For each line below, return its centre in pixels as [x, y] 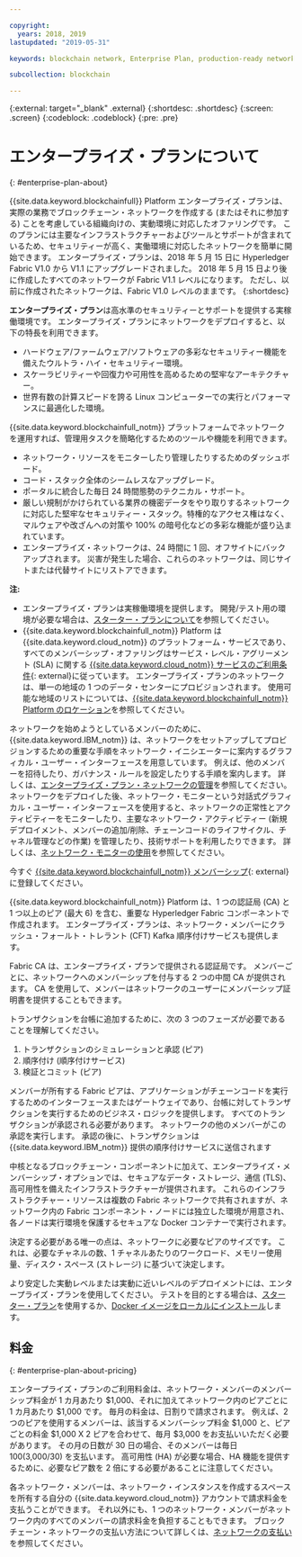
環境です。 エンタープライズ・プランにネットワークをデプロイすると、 [147, 321]
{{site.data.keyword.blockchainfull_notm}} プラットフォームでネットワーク [147, 427]
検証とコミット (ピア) [62, 1072]
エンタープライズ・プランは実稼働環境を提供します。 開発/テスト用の [150, 608]
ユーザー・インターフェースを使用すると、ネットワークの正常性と [154, 807]
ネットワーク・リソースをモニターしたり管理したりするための [136, 458]
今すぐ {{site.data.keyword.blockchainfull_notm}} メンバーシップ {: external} [149, 872]
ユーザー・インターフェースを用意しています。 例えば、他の [151, 762]
